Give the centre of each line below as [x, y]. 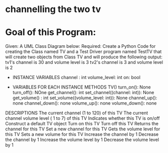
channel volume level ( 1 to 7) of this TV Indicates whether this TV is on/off [82, 118]
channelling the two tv [53, 9]
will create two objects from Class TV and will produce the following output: [84, 57]
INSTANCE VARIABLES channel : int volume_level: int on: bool [76, 78]
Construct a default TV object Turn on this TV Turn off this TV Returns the [82, 124]
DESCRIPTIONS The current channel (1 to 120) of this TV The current [77, 113]
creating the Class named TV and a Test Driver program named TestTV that [83, 52]
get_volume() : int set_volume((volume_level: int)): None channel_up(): [85, 98]
